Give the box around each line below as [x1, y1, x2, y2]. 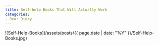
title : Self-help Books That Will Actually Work [5, 7, 107, 12]
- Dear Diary [5, 16, 32, 21]
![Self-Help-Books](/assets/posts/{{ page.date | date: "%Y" [5, 30, 127, 36]
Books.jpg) [5, 35, 27, 41]
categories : [5, 12, 30, 17]
